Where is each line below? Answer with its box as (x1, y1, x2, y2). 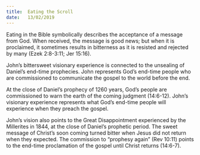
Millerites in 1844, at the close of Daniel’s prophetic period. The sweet (6, 123, 178, 130)
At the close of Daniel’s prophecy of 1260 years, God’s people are (6, 86, 167, 93)
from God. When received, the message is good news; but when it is (6, 37, 175, 44)
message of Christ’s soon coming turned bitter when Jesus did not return (6, 129, 187, 136)
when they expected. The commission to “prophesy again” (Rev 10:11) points (6, 135, 194, 142)
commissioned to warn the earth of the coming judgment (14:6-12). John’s (6, 92, 189, 99)
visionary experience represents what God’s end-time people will (6, 98, 167, 105)
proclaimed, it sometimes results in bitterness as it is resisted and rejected (6, 43, 189, 51)
